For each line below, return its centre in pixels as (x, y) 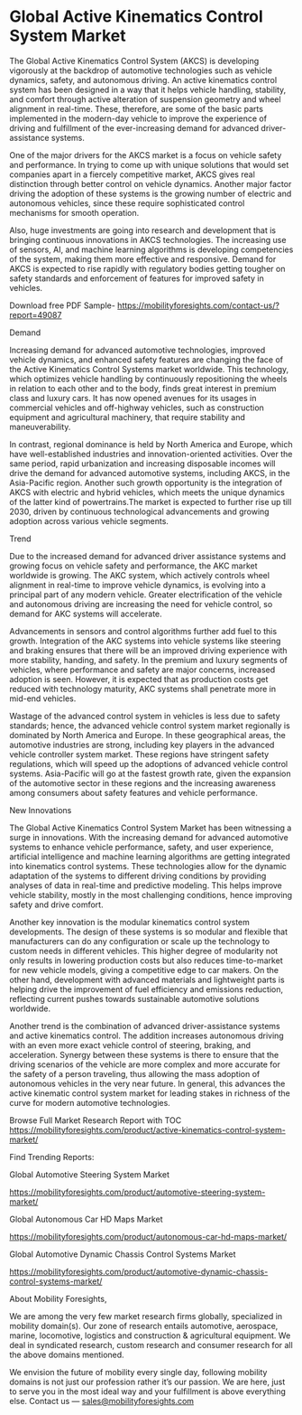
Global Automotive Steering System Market (89, 1174)
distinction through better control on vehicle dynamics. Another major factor (151, 183)
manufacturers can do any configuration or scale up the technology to (140, 941)
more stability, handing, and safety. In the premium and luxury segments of (149, 660)
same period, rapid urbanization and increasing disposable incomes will (143, 464)
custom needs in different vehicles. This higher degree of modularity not (144, 951)
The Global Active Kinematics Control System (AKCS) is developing (134, 61)
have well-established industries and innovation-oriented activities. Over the (151, 454)
